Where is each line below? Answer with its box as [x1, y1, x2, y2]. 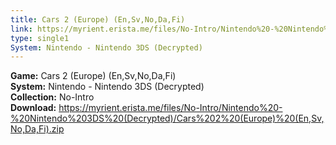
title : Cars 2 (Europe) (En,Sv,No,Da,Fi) [10, 14, 186, 25]
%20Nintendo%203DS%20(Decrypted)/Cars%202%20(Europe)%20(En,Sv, [10, 112, 325, 125]
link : [10, 24, 33, 34]
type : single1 [10, 33, 70, 43]
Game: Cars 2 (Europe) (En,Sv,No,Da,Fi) [10, 70, 177, 82]
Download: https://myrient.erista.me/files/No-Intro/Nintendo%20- [10, 102, 283, 114]
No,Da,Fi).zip [10, 123, 65, 135]
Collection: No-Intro [10, 91, 95, 103]
